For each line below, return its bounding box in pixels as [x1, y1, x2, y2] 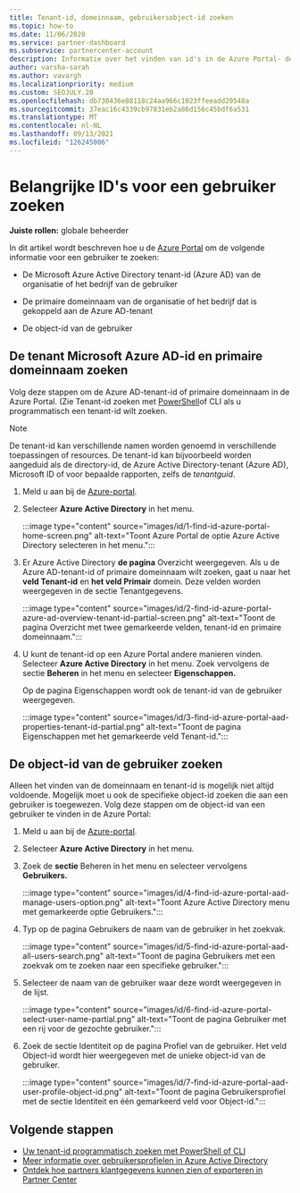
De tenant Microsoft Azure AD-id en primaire [9, 349, 263, 364]
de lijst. [21, 987, 49, 998]
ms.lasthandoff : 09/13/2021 [9, 130, 114, 139]
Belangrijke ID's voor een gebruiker [9, 176, 277, 197]
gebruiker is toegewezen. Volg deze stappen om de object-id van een [9, 800, 266, 810]
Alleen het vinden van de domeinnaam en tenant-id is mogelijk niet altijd [9, 780, 274, 791]
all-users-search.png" [21, 951, 104, 961]
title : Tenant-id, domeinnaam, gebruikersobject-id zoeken [9, 13, 234, 22]
